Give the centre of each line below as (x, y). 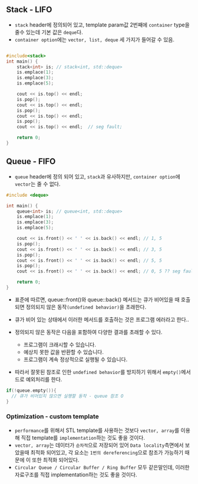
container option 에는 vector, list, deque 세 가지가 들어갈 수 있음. (95, 39)
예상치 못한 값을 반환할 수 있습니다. (64, 352)
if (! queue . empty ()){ (32, 390)
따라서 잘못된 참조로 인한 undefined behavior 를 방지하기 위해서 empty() (98, 372)
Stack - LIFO (29, 10)
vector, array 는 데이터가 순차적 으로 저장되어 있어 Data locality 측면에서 (99, 445)
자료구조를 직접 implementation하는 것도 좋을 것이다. (76, 475)
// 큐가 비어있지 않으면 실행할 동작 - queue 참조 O (67, 396)
